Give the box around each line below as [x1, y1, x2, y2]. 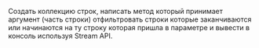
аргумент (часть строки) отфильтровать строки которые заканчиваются [8, 15, 252, 24]
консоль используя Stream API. [8, 31, 113, 40]
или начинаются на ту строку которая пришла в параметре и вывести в [8, 23, 250, 32]
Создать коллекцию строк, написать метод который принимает [8, 7, 224, 15]
